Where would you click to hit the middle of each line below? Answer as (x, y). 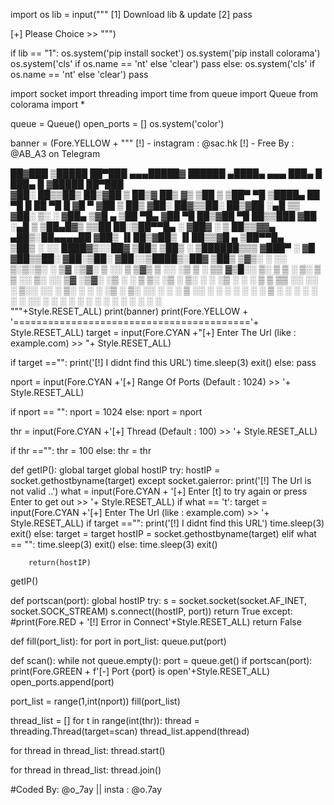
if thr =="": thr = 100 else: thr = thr (81, 450)
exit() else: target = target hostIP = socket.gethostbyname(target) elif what (163, 533)
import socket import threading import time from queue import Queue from (164, 93)
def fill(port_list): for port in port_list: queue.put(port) (118, 641)
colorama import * (48, 104)
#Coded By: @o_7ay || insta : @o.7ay (86, 789)
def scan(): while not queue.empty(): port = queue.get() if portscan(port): (161, 660)
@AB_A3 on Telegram (55, 153)
